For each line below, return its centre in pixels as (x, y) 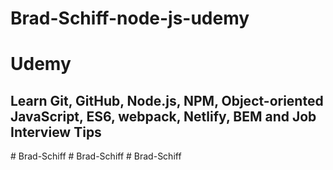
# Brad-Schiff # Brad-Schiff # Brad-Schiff (96, 156)
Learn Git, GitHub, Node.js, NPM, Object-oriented (167, 100)
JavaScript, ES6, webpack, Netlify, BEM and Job (163, 116)
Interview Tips (56, 132)
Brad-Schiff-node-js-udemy (130, 18)
